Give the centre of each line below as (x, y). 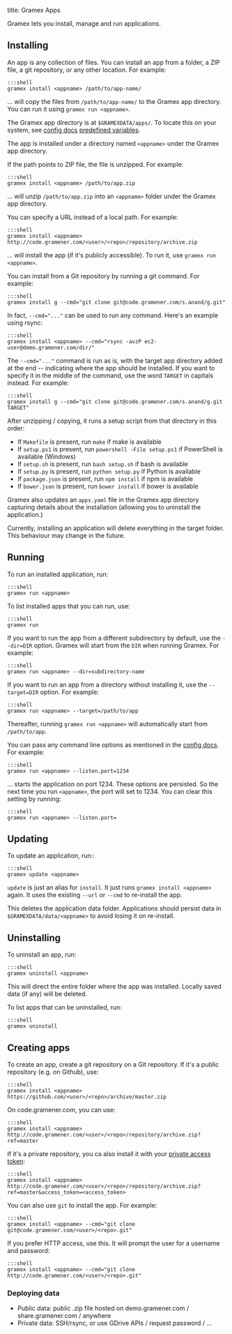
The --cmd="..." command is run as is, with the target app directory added (115, 360)
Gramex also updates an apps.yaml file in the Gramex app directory (103, 500)
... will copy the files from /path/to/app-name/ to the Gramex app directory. (114, 101)
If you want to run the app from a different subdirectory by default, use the (114, 638)
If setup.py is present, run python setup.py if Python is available (109, 471)
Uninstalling (34, 938)
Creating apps (39, 1048)
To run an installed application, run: (58, 574)
